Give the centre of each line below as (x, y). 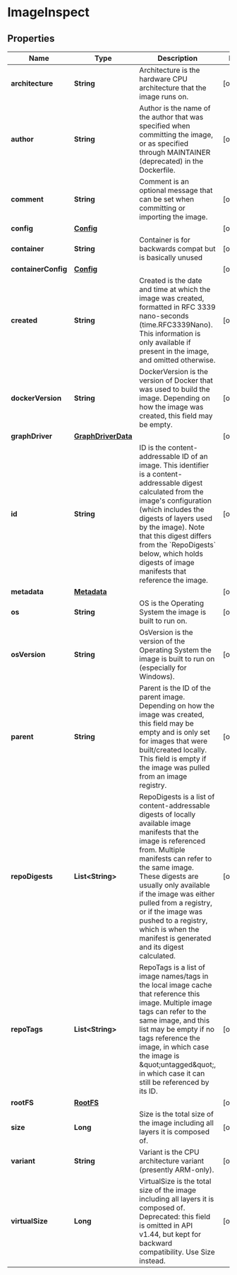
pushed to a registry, (174, 920)
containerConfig (39, 269)
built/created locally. (173, 750)
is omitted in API (166, 1225)
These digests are (169, 876)
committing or (162, 208)
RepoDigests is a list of (177, 797)
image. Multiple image (176, 1003)
